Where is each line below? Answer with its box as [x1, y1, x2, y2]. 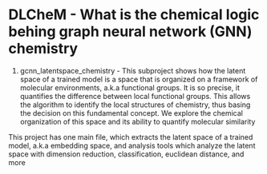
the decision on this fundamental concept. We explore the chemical [19, 108, 243, 117]
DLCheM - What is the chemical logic [8, 6, 260, 24]
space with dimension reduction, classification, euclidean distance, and [8, 149, 245, 159]
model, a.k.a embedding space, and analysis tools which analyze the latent [8, 140, 256, 150]
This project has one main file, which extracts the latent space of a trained [8, 132, 253, 141]
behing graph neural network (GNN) [8, 22, 253, 41]
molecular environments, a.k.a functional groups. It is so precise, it [19, 82, 241, 93]
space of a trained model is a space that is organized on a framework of [19, 74, 258, 84]
